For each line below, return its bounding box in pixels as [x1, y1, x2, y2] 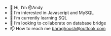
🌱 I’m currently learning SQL [9, 15, 68, 20]
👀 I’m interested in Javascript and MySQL [9, 10, 94, 16]
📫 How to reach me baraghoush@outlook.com [9, 26, 106, 31]
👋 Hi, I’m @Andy [9, 5, 43, 10]
